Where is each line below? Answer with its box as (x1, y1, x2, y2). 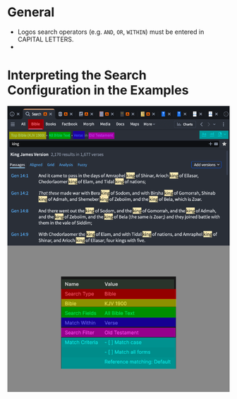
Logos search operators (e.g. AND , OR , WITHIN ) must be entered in (17, 27, 205, 36)
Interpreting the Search (7, 68, 147, 83)
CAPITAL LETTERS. (17, 35, 74, 43)
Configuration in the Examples (7, 82, 189, 99)
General (7, 4, 55, 20)
